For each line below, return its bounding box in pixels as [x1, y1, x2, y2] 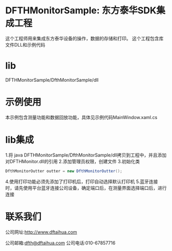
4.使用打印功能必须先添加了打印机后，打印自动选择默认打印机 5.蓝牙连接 [5, 178, 158, 185]
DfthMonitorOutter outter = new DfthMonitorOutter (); [5, 168, 123, 174]
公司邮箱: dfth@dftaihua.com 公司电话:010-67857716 [5, 240, 116, 246]
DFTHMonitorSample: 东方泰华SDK [5, 5, 157, 16]
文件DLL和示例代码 [5, 41, 45, 48]
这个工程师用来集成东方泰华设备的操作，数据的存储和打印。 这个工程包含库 [5, 35, 164, 41]
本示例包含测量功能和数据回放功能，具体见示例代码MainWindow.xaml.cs [5, 114, 158, 120]
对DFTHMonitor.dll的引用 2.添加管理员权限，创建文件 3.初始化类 [5, 158, 140, 164]
